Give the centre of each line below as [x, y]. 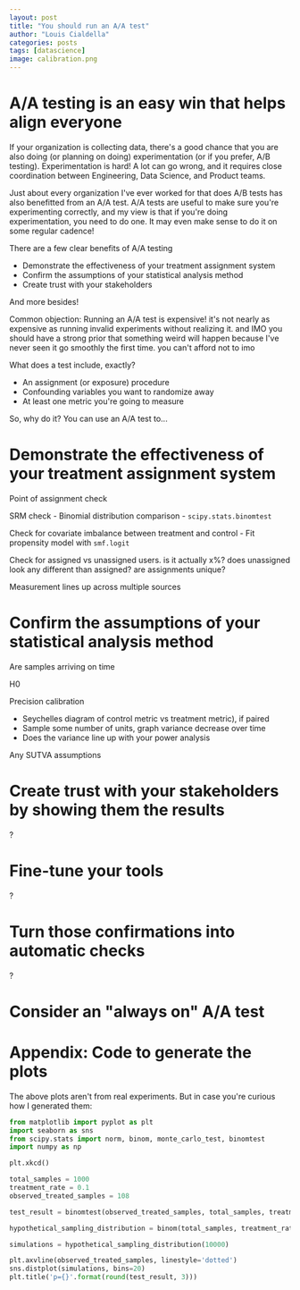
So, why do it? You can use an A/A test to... [88, 418]
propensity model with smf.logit [70, 543]
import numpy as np [46, 1147]
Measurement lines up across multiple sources [95, 586]
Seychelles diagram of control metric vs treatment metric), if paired [146, 718]
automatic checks [77, 951]
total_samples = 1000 [50, 1180]
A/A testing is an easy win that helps [147, 103]
